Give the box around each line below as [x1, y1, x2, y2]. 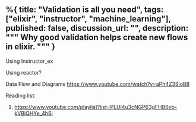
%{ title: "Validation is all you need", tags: [5, 5, 164, 15]
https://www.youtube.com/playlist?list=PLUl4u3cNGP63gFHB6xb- [14, 103, 178, 110]
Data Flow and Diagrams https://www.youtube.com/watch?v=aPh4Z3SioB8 [5, 80, 190, 88]
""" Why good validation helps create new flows [5, 33, 188, 43]
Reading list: [5, 92, 36, 99]
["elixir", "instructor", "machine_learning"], [5, 14, 171, 24]
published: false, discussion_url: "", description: [5, 23, 189, 33]
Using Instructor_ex [5, 57, 53, 65]
